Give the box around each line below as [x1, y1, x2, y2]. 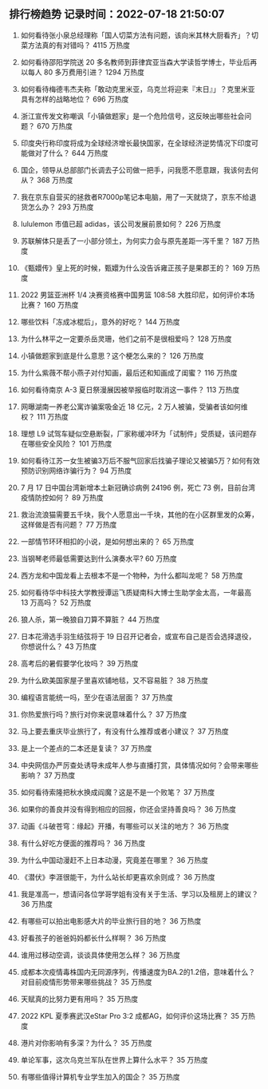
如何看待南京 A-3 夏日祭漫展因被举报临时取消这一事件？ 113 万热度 [20, 384, 240, 394]
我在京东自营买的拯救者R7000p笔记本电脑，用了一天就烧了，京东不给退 [20, 192, 257, 201]
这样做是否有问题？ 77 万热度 [20, 519, 117, 529]
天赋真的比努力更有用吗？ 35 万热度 [20, 994, 139, 1004]
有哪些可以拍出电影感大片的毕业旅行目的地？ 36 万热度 [20, 916, 202, 925]
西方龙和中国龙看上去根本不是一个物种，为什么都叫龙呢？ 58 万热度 [20, 570, 243, 580]
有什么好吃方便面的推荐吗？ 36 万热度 [20, 838, 146, 848]
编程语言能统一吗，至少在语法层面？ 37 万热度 [20, 692, 174, 701]
